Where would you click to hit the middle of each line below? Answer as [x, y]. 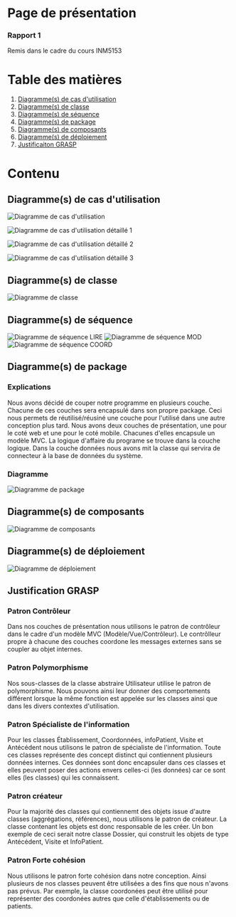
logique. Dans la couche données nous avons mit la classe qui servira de [114, 448]
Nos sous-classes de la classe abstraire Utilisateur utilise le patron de [109, 683]
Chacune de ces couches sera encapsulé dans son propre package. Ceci [115, 410]
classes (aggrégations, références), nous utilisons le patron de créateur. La [117, 819]
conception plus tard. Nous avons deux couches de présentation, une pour [117, 425]
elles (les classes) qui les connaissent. [64, 778]
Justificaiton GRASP [47, 144]
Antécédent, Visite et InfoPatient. [56, 842]
